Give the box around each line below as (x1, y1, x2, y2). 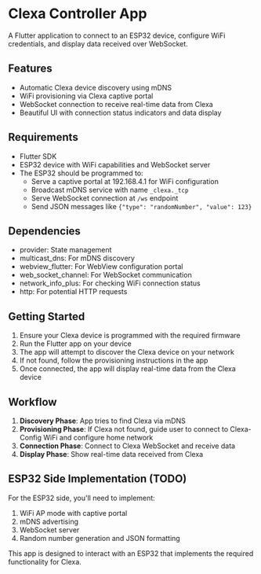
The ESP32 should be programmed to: (19, 168, 143, 178)
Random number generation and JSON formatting (19, 533, 180, 543)
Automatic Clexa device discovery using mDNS (19, 83, 172, 92)
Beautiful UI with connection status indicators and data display (19, 108, 222, 117)
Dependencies (8, 224, 81, 237)
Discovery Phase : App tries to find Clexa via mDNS (19, 416, 186, 425)
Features (8, 62, 53, 75)
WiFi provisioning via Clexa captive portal (19, 91, 154, 101)
